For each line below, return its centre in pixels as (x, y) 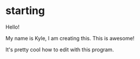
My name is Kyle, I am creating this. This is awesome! (70, 38)
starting (25, 11)
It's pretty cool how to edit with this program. (60, 49)
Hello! (13, 27)
